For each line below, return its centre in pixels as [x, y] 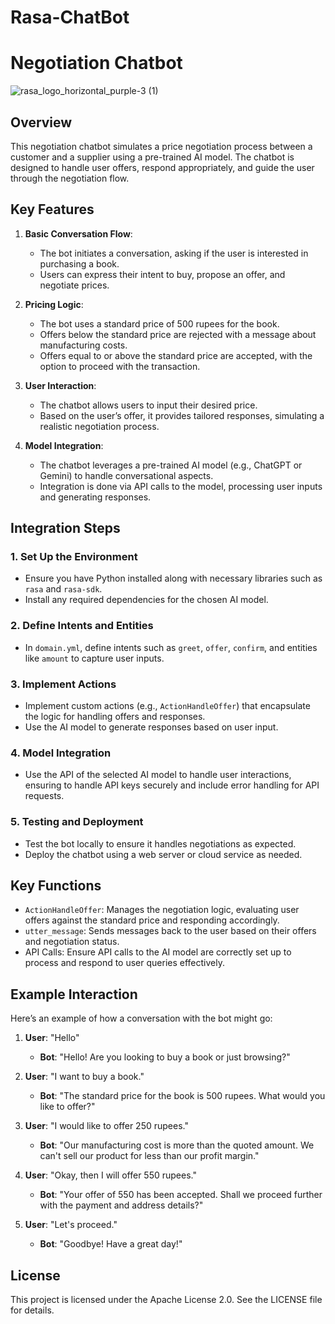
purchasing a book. [79, 263]
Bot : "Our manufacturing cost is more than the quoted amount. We [177, 1145]
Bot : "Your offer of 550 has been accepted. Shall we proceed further [181, 1195]
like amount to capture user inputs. [94, 658]
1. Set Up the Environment [74, 557]
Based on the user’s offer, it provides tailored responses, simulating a [182, 415]
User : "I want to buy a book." [84, 1077]
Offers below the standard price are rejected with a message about [178, 334]
